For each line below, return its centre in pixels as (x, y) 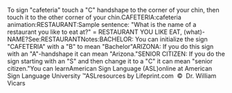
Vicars (16, 83)
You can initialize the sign (171, 39)
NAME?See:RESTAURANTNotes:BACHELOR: (70, 39)
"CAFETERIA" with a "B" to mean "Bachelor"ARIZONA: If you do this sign (110, 46)
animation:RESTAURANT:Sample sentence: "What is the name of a (102, 24)
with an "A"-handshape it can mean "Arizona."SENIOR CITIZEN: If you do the (116, 54)
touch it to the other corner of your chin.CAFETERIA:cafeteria (94, 17)
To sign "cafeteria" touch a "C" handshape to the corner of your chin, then (113, 10)
